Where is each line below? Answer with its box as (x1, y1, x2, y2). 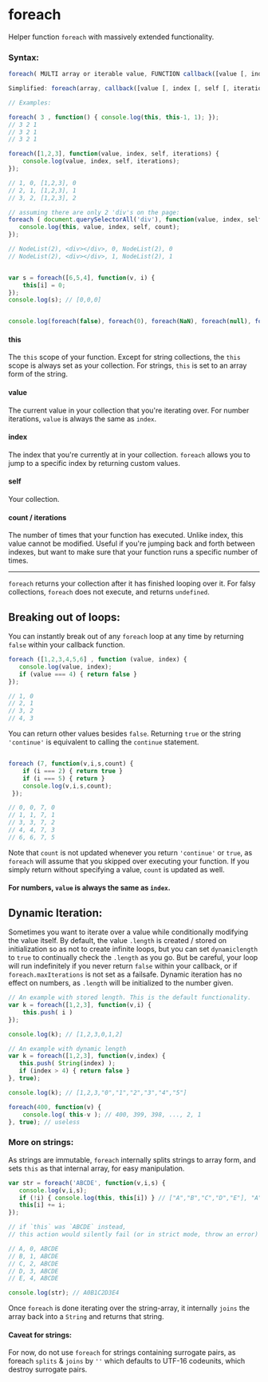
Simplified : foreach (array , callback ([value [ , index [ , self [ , (8, 85, 230, 93)
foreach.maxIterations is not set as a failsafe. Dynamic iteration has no (8, 969, 242, 979)
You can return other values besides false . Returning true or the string (8, 729, 242, 739)
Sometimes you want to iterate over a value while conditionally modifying (8, 927, 249, 937)
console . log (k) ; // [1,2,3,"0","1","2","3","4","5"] (8, 1088, 187, 1096)
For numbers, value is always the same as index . (8, 883, 171, 893)
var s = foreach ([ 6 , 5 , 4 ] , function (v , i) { (8, 274, 156, 282)
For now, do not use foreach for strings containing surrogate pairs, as (8, 1348, 236, 1357)
